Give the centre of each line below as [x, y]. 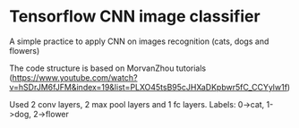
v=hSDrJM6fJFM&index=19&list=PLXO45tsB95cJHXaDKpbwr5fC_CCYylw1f [149, 87]
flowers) [25, 50]
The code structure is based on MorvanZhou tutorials [108, 68]
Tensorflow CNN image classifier [135, 17]
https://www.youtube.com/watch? [75, 77]
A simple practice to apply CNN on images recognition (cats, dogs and [139, 41]
